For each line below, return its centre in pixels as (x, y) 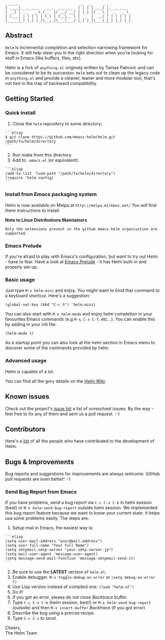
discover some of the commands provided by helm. (57, 348)
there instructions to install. (33, 210)
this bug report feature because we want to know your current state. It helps (82, 513)
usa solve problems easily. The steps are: (47, 518)
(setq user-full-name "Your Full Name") (47, 546)
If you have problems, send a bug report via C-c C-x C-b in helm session (78, 503)
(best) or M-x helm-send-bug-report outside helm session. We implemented (81, 508)
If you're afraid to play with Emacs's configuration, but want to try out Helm (82, 257)
